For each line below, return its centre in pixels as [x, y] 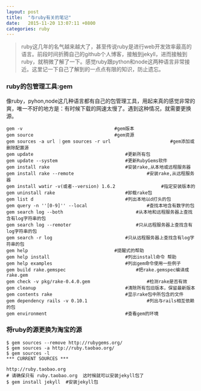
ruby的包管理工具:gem [40, 86]
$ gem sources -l [28, 353]
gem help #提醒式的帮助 [75, 250]
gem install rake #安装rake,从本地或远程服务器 [99, 167]
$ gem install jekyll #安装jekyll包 [52, 382]
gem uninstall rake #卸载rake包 [79, 193]
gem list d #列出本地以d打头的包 [89, 199]
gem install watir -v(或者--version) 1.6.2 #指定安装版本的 [101, 186]
